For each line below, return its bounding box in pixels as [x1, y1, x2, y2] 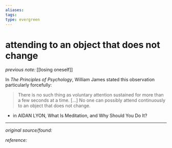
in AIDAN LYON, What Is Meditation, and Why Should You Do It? [12, 113, 147, 119]
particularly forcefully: [5, 82, 52, 88]
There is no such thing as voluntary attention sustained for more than [17, 92, 164, 98]
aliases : [5, 7, 24, 13]
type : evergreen [5, 17, 40, 22]
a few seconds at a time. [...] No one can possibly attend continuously [17, 97, 165, 104]
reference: [5, 137, 27, 143]
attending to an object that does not [5, 39, 160, 51]
